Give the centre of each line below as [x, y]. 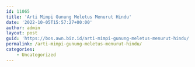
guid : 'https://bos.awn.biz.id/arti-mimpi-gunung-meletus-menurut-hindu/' [99, 38]
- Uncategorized [36, 55]
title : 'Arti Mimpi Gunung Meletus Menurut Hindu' [69, 17]
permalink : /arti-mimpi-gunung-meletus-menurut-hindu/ [74, 44]
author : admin [23, 28]
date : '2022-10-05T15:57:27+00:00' [49, 22]
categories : [20, 50]
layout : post [22, 33]
